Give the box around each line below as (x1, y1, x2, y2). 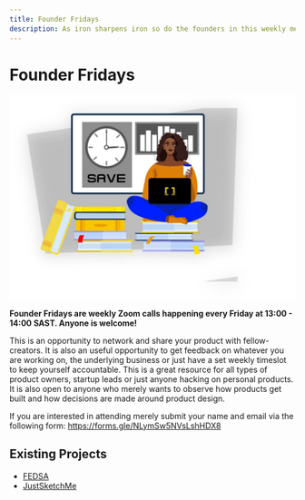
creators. (9, 345, 44, 356)
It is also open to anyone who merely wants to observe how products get (9, 383, 282, 394)
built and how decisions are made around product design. (9, 393, 225, 404)
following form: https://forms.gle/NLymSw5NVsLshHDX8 (9, 420, 221, 431)
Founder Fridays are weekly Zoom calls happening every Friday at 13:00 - (9, 308, 293, 319)
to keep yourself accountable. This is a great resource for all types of (9, 364, 268, 375)
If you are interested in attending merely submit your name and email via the (9, 410, 294, 421)
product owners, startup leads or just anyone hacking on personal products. (9, 373, 294, 385)
